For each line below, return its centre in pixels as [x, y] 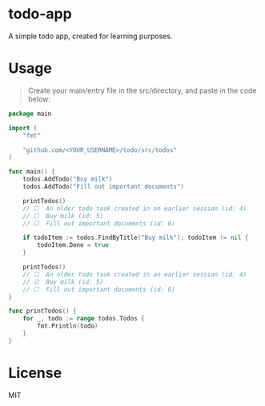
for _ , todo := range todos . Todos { [84, 319]
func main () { [32, 172]
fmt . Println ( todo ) [68, 326]
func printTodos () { [43, 311]
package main [30, 113]
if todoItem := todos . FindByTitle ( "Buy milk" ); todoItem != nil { [136, 238]
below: [39, 99]
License [35, 373]
